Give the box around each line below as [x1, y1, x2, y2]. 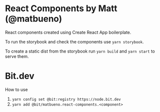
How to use [5, 86, 28, 93]
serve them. [5, 53, 29, 59]
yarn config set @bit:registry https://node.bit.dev [12, 97, 121, 102]
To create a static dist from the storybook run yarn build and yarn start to [5, 48, 155, 54]
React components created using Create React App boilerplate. [5, 29, 131, 35]
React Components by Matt [5, 3, 117, 14]
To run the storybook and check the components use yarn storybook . [5, 38, 144, 44]
